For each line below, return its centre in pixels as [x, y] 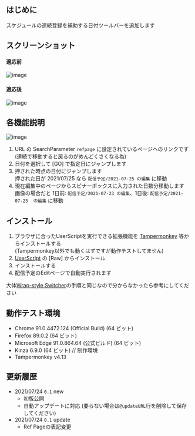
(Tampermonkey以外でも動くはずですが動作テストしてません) [89, 251]
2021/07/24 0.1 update [42, 420]
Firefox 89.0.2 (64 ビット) [46, 336]
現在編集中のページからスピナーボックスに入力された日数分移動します [100, 186]
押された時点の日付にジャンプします [58, 171]
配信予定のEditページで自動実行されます [63, 273]
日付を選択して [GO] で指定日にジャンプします [70, 164]
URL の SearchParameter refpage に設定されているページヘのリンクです [102, 149]
